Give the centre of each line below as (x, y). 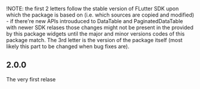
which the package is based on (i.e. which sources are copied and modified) (100, 15)
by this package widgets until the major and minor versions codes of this (96, 34)
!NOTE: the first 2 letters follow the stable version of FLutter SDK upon (93, 9)
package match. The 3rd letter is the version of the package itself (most (95, 40)
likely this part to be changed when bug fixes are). (68, 46)
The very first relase (31, 79)
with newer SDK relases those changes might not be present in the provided (100, 27)
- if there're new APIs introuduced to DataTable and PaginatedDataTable (95, 21)
